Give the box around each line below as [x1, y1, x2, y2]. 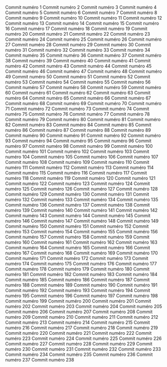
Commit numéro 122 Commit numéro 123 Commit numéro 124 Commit [5, 180, 150, 187]
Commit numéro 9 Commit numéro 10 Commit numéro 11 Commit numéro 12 [5, 15, 162, 21]
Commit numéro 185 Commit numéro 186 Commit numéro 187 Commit [5, 277, 150, 283]
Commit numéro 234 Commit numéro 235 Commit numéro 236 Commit [5, 351, 153, 357]
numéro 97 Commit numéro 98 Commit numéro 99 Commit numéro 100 [5, 143, 153, 149]
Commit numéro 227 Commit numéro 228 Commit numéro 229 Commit [5, 341, 152, 346]
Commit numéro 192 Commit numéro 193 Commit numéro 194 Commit [5, 288, 150, 293]
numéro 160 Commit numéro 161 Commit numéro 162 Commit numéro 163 [5, 239, 157, 245]
